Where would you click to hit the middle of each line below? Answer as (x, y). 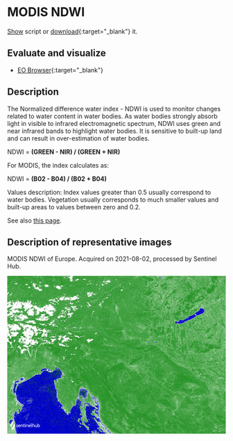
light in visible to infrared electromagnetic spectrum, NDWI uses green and (114, 123)
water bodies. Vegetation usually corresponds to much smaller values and (113, 200)
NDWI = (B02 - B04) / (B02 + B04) (57, 179)
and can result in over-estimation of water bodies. (78, 138)
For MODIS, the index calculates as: (58, 165)
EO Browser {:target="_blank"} (60, 70)
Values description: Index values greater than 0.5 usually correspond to (109, 192)
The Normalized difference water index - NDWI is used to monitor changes (114, 109)
